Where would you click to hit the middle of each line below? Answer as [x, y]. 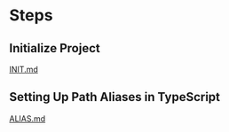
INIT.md [24, 69]
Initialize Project [55, 48]
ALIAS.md [28, 118]
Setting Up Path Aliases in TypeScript [114, 97]
